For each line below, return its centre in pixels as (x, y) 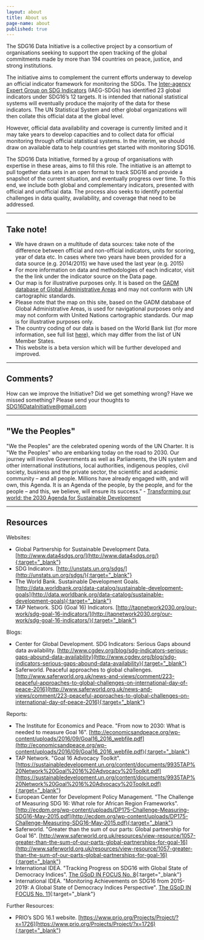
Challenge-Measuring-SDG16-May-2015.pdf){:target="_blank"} (94, 823)
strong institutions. (30, 66)
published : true (27, 29)
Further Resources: (30, 905)
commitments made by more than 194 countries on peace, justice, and (94, 59)
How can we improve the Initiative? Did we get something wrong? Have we (100, 393)
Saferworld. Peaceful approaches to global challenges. (84, 670)
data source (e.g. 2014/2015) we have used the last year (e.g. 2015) (99, 264)
